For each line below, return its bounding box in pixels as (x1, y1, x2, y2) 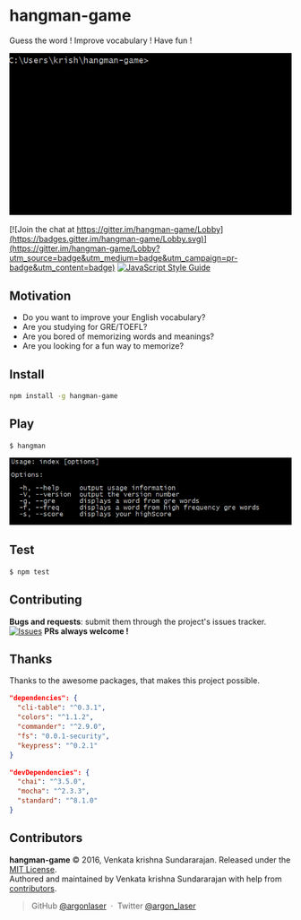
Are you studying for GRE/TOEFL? (21, 322, 148, 333)
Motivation (9, 288, 72, 303)
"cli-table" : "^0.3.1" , (17, 703, 106, 713)
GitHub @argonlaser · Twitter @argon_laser (30, 900, 196, 911)
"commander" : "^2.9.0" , (17, 723, 106, 732)
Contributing (9, 593, 82, 608)
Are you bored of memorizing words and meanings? (21, 331, 215, 342)
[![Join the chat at (9, 224, 75, 235)
